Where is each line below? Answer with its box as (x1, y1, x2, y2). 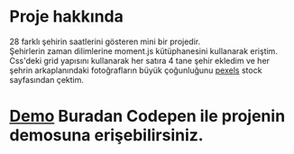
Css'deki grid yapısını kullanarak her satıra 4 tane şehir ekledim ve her (9, 55, 271, 66)
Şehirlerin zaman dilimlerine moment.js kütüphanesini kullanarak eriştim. (9, 45, 278, 56)
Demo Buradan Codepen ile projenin (9, 106, 286, 127)
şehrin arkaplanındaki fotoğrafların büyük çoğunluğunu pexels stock (9, 65, 262, 76)
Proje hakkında (9, 6, 124, 27)
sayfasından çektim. (9, 74, 84, 85)
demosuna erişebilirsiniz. (9, 125, 205, 146)
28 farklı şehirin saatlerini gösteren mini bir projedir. (9, 36, 201, 47)
